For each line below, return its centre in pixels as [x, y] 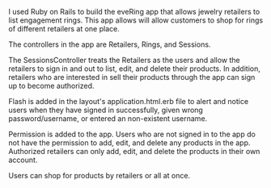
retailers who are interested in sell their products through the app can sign [132, 77]
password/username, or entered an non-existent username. [108, 119]
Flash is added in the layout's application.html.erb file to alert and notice [129, 101]
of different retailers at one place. [64, 29]
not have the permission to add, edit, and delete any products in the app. [129, 143]
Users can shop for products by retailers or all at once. [100, 175]
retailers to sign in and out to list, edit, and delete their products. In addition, [134, 69]
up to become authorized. [51, 86]
